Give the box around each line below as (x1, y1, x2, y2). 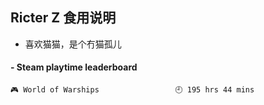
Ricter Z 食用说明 (10, 9, 117, 27)
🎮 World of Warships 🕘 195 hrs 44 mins (10, 85, 255, 95)
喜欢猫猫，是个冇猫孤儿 (24, 38, 122, 50)
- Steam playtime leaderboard (10, 61, 138, 73)
